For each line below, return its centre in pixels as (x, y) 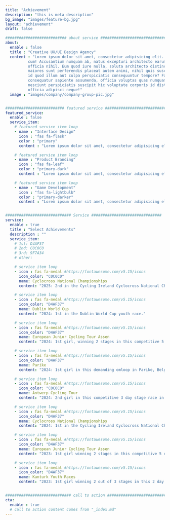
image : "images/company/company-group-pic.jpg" (62, 94)
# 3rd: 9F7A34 (29, 253)
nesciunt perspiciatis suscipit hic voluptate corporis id (91, 85)
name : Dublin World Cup (44, 309)
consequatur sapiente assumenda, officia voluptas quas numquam (97, 81)
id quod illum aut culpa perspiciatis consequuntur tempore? (93, 76)
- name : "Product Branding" (45, 160)
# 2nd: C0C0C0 (29, 248)
